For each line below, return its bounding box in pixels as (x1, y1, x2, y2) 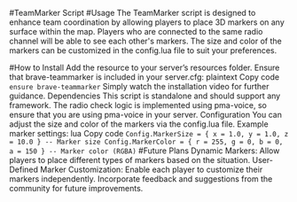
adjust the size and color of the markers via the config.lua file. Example (9, 119, 269, 129)
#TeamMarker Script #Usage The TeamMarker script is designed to (9, 8, 256, 18)
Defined (9, 164, 38, 175)
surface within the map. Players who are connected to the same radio (9, 27, 263, 36)
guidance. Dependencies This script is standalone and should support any (9, 90, 281, 101)
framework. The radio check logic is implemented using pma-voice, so (9, 100, 268, 110)
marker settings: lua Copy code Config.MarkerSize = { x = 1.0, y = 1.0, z (9, 128, 289, 138)
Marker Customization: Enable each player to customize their (39, 164, 263, 175)
